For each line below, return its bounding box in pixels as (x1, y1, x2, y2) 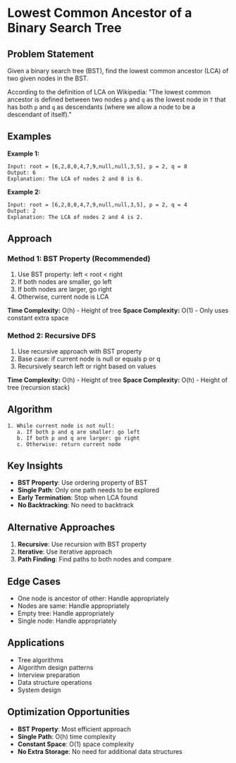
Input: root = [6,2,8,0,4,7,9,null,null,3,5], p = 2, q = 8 (7, 163, 188, 170)
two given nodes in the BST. (7, 74, 89, 82)
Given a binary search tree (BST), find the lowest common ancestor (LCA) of (7, 67, 229, 75)
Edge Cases (7, 576, 61, 588)
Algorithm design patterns (17, 663, 94, 671)
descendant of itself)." (7, 111, 72, 118)
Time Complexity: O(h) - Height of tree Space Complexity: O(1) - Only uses (7, 306, 229, 314)
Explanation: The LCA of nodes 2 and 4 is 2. (7, 213, 143, 221)
